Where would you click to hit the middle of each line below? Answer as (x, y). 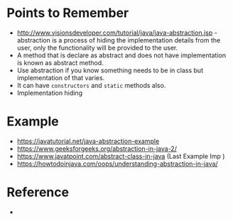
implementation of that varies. (61, 78)
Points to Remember (68, 13)
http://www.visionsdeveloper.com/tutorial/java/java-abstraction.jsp (115, 33)
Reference (38, 192)
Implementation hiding (50, 93)
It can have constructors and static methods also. (91, 85)
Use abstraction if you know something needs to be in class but (110, 70)
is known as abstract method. (60, 62)
